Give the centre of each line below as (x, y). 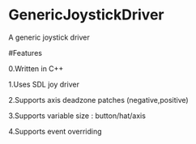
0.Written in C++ (36, 68)
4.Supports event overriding (55, 131)
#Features (26, 53)
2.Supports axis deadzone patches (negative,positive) (98, 100)
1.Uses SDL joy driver (44, 84)
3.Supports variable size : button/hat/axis (77, 116)
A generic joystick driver (49, 37)
